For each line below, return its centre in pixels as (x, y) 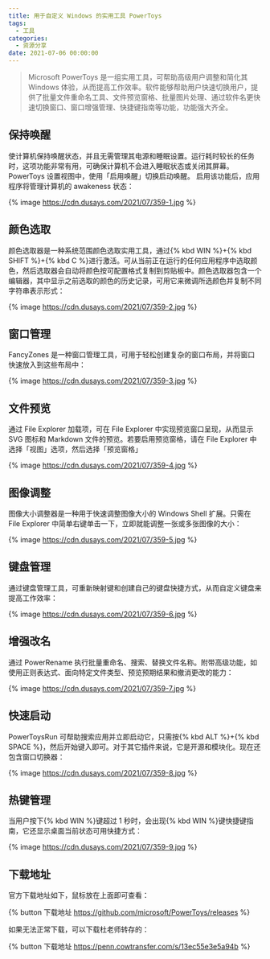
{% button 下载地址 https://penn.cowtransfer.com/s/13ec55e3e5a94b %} (129, 947)
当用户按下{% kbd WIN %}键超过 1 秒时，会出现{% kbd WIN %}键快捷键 (127, 821)
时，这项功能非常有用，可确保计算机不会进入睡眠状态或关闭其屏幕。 (121, 166)
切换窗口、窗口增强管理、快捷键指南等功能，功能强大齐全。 (134, 107)
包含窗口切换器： (37, 756)
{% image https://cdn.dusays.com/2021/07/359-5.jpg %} (103, 540)
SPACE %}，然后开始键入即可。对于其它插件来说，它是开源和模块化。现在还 (135, 747)
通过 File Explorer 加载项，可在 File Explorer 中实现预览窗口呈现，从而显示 (131, 429)
